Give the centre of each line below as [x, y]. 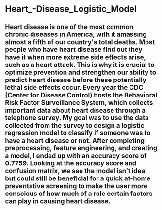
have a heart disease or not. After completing [75, 140]
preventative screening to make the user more [76, 186]
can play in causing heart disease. [58, 201]
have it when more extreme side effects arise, [75, 57]
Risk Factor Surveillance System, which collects [79, 103]
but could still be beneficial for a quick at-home [78, 178]
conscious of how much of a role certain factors [79, 193]
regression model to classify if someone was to [78, 133]
